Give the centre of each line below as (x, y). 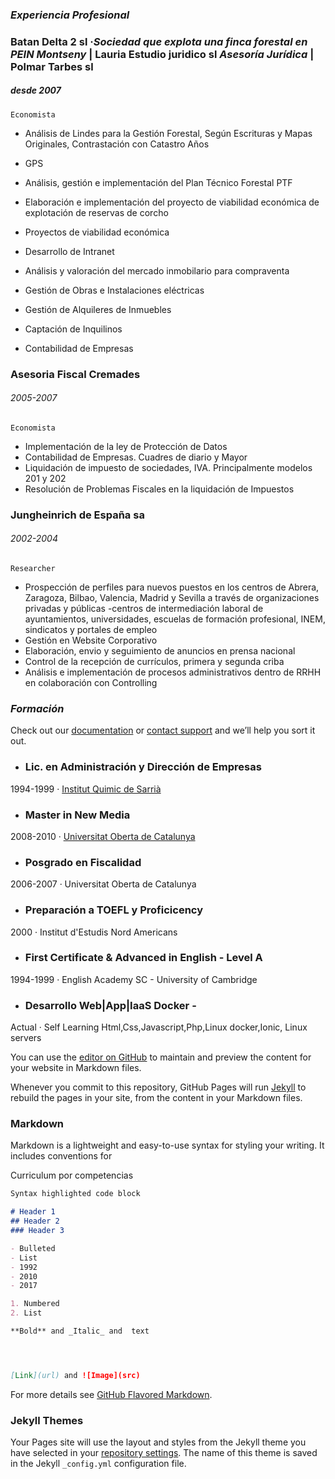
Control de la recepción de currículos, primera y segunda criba (154, 662)
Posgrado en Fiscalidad (83, 862)
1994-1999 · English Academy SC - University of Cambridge (134, 979)
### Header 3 (37, 1231)
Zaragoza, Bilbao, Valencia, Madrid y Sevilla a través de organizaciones (172, 598)
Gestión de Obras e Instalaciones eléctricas (114, 290)
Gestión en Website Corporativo (91, 640)
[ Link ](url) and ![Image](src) (75, 1375)
